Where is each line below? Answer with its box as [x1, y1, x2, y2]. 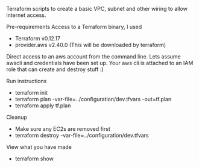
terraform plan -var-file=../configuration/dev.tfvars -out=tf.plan [14, 96, 172, 102]
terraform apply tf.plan [14, 102, 71, 109]
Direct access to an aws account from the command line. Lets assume [6, 53, 181, 60]
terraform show [14, 155, 54, 162]
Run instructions [6, 78, 47, 84]
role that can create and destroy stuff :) [6, 66, 104, 73]
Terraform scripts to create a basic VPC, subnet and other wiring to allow [6, 5, 188, 12]
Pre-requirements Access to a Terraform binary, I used [6, 24, 142, 30]
